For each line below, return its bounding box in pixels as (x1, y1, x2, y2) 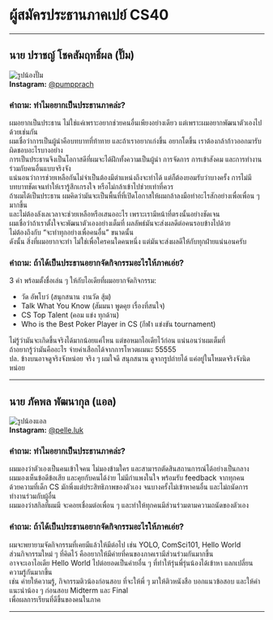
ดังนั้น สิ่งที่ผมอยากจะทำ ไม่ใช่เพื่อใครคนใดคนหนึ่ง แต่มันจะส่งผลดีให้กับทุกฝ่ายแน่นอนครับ (9, 237, 247, 247)
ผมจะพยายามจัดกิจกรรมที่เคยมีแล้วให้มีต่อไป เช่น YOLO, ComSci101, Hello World (9, 540, 241, 549)
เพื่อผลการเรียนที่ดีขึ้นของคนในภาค (9, 594, 100, 604)
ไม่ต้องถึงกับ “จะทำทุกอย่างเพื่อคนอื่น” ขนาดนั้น (9, 227, 134, 237)
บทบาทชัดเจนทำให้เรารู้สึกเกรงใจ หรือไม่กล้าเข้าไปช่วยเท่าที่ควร (9, 182, 173, 192)
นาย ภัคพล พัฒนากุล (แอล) (9, 394, 117, 408)
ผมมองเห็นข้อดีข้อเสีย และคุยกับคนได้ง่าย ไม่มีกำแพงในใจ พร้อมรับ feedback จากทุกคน (9, 473, 245, 483)
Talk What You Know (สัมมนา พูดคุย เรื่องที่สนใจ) (20, 301, 165, 311)
